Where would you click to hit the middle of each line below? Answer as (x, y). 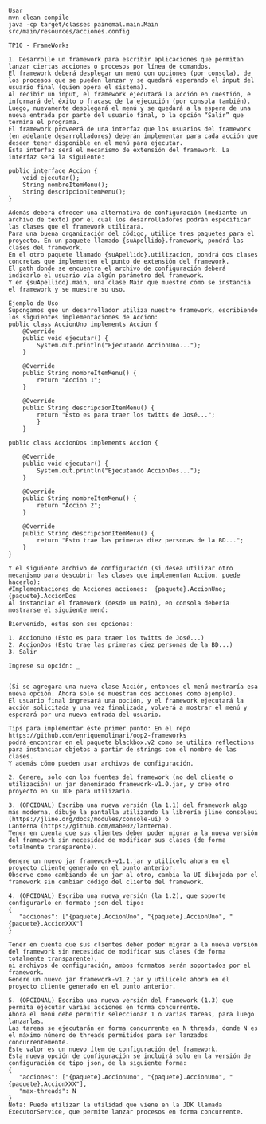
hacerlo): (25, 582)
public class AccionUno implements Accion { (83, 324)
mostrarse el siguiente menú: (59, 610)
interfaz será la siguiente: (57, 157)
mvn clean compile (39, 18)
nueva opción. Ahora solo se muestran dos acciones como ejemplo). (123, 694)
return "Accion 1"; (69, 380)
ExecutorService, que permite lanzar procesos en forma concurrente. (126, 1112)
